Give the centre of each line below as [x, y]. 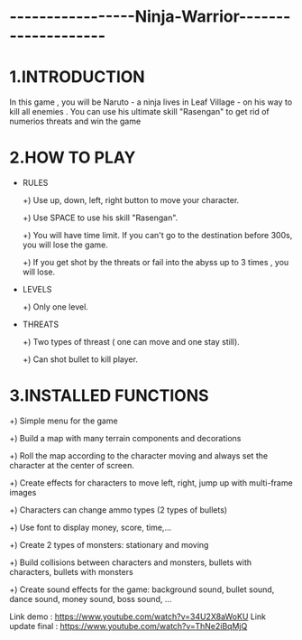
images [23, 492]
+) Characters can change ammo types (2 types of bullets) [119, 510]
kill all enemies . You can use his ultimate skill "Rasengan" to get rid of [140, 112]
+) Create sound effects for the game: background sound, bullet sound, [142, 589]
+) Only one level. [55, 307]
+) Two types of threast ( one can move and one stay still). [131, 342]
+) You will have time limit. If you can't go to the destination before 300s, [157, 236]
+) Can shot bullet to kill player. [80, 359]
